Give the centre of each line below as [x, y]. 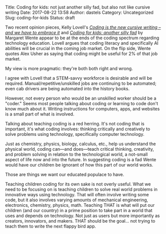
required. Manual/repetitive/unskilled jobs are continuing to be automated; [81, 83]
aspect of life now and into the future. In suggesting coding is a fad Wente [81, 160]
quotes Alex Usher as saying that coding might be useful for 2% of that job [81, 54]
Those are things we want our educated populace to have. [65, 175]
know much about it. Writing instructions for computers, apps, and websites [83, 109]
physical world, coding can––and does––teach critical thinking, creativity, [80, 149]
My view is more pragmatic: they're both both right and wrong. [69, 68]
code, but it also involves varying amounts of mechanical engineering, [77, 200]
